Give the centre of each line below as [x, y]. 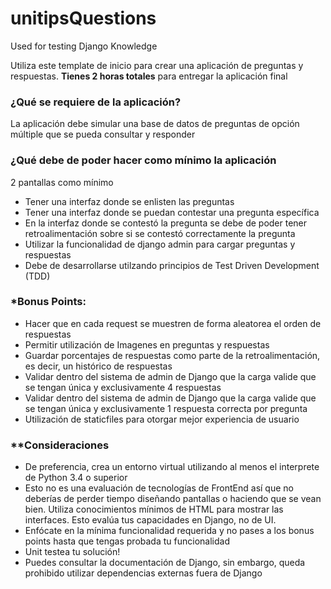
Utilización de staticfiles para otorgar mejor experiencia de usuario [162, 419]
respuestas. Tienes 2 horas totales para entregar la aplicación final [149, 76]
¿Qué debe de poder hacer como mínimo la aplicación [143, 160]
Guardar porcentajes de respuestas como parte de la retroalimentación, [172, 355]
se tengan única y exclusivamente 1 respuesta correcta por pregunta [166, 408]
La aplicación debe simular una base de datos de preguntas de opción [155, 124]
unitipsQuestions [83, 18]
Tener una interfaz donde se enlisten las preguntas [129, 201]
